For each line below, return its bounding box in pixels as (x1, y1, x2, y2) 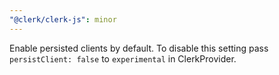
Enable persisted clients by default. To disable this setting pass (9, 42, 269, 54)
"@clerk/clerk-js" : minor (9, 14, 117, 25)
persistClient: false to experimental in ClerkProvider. (9, 52, 237, 65)
